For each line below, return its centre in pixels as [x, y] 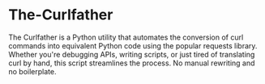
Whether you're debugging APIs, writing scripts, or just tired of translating [132, 54]
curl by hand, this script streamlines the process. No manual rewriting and [132, 63]
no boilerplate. [32, 71]
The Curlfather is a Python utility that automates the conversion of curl [126, 37]
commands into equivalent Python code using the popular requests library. [133, 45]
